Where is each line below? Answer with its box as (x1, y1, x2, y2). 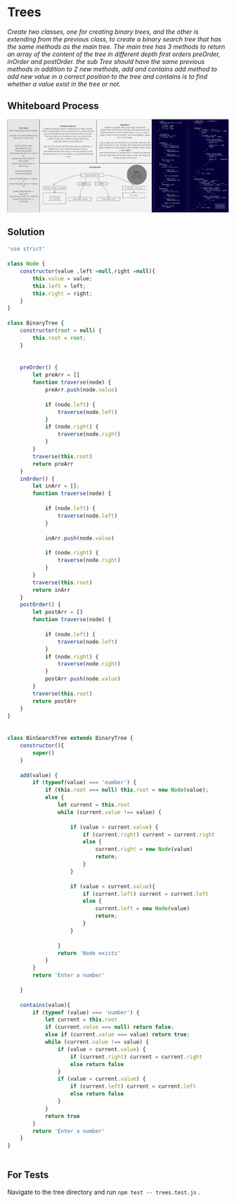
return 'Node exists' (57, 949, 121, 956)
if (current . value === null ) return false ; (44, 1024, 174, 1031)
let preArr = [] (32, 372, 80, 379)
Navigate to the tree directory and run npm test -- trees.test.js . (7, 1188, 200, 1196)
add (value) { (20, 772, 58, 779)
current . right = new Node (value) (95, 846, 193, 853)
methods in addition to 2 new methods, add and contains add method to (7, 65, 218, 73)
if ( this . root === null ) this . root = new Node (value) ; (44, 786, 209, 794)
